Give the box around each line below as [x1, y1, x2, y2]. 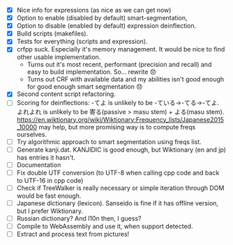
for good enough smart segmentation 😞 [27, 83, 143, 91]
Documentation [16, 160, 61, 169]
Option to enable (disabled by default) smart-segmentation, [16, 14, 188, 22]
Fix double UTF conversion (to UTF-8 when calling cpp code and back [16, 168, 220, 177]
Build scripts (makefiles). [16, 29, 89, 38]
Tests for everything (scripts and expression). [16, 38, 148, 46]
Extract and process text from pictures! [16, 230, 130, 238]
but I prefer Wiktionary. [16, 207, 83, 215]
